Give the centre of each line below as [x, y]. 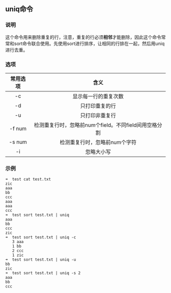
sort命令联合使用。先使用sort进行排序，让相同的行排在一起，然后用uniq [89, 43]
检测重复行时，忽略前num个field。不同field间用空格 [95, 125]
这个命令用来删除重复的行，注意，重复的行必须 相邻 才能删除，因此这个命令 [83, 37]
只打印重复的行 [98, 106]
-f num [18, 128]
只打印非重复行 [98, 115]
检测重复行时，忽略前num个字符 [98, 142]
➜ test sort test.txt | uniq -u [41, 260]
